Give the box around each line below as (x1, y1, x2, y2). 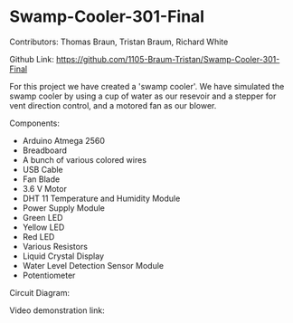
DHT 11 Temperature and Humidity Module (22, 193, 181, 204)
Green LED (22, 212, 63, 223)
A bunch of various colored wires (22, 154, 147, 165)
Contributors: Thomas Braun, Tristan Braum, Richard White (9, 36, 229, 47)
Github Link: (9, 53, 54, 64)
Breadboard (22, 145, 68, 156)
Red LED (22, 231, 55, 242)
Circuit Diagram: (9, 287, 71, 298)
